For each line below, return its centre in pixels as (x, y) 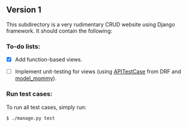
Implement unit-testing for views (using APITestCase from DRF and (98, 72)
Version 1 (24, 10)
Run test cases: (29, 94)
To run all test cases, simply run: (46, 107)
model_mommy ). (36, 78)
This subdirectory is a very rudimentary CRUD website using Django (91, 24)
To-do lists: (23, 46)
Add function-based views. (49, 60)
